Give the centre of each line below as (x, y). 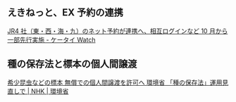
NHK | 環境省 (50, 91)
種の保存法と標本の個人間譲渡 (72, 64)
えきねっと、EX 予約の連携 (65, 13)
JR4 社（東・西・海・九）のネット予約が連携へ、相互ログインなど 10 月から (118, 31)
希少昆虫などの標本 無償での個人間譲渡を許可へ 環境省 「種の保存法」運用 (115, 82)
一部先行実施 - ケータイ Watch (51, 39)
